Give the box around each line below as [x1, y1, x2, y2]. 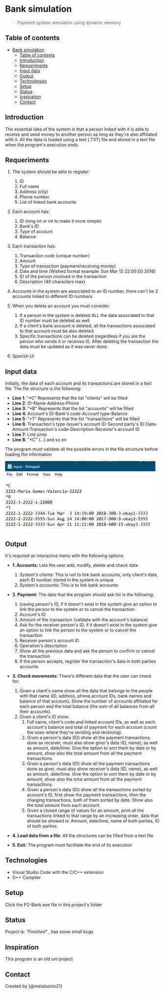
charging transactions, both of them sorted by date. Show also [26, 797, 153, 803]
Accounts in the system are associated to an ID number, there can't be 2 [12, 288, 158, 294]
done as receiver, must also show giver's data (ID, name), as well [26, 740, 158, 746]
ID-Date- [139, 421, 158, 427]
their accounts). [19, 709, 51, 714]
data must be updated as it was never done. [19, 344, 109, 350]
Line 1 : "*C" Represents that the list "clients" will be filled [12, 395, 128, 401]
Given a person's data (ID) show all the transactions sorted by [26, 787, 152, 792]
